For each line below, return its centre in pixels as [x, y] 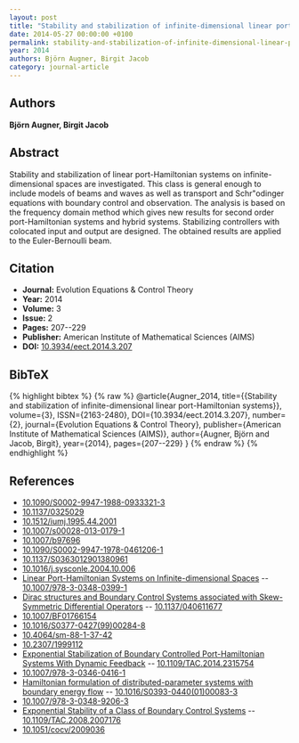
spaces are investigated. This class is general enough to [159, 184]
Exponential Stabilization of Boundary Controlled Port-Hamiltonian [143, 653]
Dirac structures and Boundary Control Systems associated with [140, 597]
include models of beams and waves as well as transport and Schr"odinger [147, 193]
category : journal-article [59, 68]
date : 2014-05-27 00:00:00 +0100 [71, 34]
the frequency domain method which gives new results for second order [141, 212]
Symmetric [42, 606]
